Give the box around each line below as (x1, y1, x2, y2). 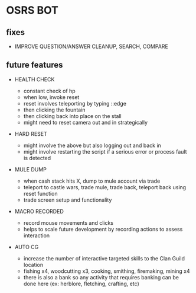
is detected (23, 154, 51, 161)
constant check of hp (23, 87, 76, 94)
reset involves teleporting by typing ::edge (23, 100, 127, 107)
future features (6, 60, 63, 70)
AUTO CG (14, 243, 39, 250)
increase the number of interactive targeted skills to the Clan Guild (23, 254, 185, 262)
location (23, 261, 44, 268)
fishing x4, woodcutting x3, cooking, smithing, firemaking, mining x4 (23, 267, 190, 275)
